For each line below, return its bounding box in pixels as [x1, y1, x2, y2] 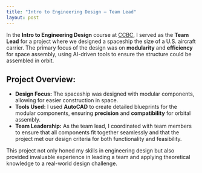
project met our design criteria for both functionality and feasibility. [15, 135, 183, 143]
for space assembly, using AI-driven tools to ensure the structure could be [6, 50, 192, 57]
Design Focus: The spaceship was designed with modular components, [15, 90, 195, 97]
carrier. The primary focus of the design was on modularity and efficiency [6, 44, 193, 51]
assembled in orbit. [6, 57, 54, 64]
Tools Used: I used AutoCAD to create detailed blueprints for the [15, 103, 177, 111]
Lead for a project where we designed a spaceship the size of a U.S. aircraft [6, 38, 196, 45]
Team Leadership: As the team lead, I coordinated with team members [15, 122, 192, 130]
